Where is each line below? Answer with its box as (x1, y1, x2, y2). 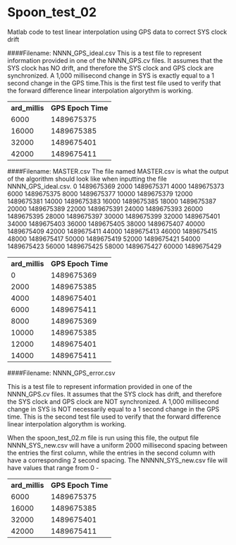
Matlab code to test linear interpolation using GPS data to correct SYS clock (7, 28, 228, 36)
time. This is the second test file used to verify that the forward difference (7, 412, 221, 421)
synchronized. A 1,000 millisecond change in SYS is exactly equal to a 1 (7, 71, 215, 80)
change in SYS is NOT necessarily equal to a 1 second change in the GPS (7, 405, 220, 413)
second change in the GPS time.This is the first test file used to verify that (7, 78, 221, 87)
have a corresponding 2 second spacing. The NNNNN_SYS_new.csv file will (7, 456, 228, 465)
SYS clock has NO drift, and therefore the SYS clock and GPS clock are (7, 64, 214, 72)
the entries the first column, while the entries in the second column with (7, 448, 216, 457)
